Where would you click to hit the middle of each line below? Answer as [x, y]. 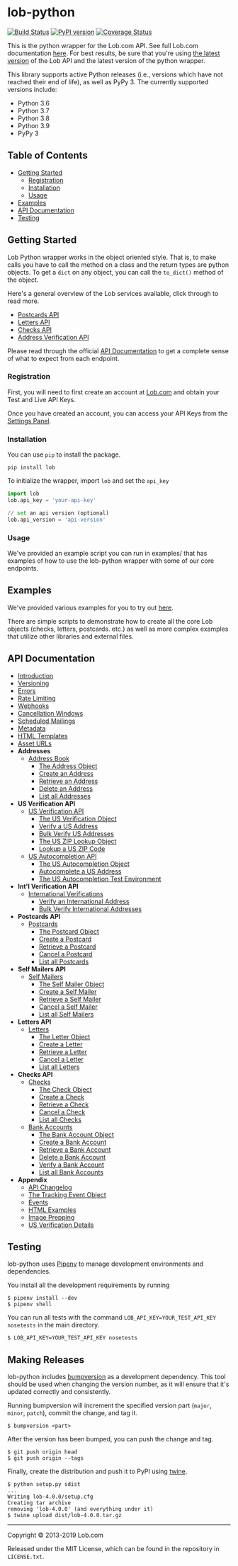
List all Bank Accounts [71, 1172]
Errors [27, 690]
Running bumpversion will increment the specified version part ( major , [110, 1405]
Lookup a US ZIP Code [72, 848]
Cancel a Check [62, 1111]
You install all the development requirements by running [89, 1285]
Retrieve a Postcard [67, 947]
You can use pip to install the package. [64, 455]
